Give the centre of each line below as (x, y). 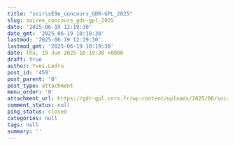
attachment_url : (31, 99)
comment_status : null (39, 105)
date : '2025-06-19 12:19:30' (50, 27)
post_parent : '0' (33, 79)
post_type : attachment (40, 86)
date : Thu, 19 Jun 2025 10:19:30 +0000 (65, 53)
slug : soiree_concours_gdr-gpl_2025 (60, 20)
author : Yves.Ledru (36, 66)
